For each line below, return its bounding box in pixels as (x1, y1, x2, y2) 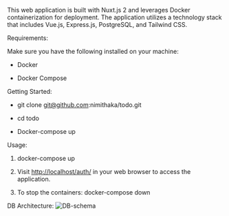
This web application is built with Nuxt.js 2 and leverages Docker (7, 6, 190, 14)
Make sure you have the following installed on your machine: (7, 48, 179, 55)
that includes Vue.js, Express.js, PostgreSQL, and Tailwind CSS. (7, 21, 188, 28)
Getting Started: (7, 88, 53, 95)
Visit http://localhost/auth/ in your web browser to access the (17, 168, 191, 175)
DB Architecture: (7, 202, 54, 210)
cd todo (17, 114, 40, 122)
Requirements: (7, 34, 48, 42)
